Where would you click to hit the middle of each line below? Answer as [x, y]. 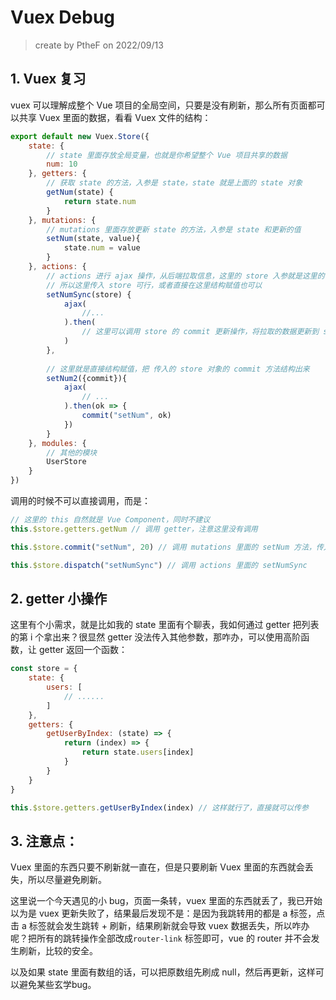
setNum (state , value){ [93, 239]
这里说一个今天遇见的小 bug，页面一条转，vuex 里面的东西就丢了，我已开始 [166, 901]
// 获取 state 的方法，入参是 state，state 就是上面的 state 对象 [174, 183]
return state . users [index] [138, 752]
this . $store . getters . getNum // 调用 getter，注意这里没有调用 [134, 529]
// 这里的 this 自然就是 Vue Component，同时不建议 [110, 520]
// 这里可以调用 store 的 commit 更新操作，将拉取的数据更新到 [200, 332]
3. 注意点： [44, 841]
